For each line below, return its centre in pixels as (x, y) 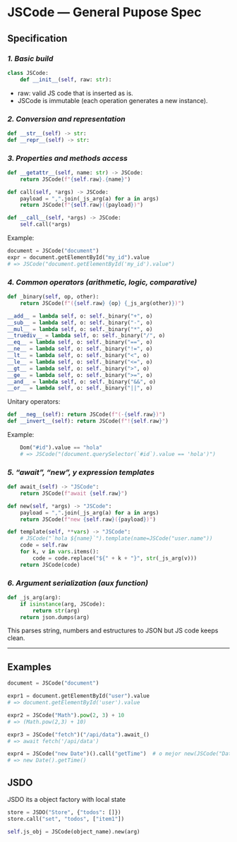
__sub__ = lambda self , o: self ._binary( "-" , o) (80, 323)
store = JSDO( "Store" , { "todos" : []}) (64, 812)
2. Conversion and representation (66, 119)
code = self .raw (44, 545)
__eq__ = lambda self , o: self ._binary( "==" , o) (80, 342)
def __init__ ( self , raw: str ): (66, 79)
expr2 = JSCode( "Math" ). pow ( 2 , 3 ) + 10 (66, 715)
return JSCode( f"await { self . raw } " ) (74, 493)
